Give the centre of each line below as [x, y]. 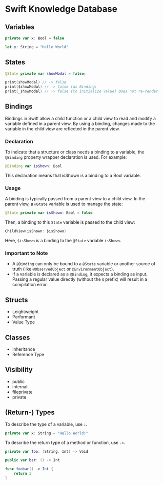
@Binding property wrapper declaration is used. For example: [66, 157]
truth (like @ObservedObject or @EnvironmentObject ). [63, 269]
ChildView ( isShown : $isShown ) [36, 231]
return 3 [23, 474]
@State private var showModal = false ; [46, 74]
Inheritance [24, 349]
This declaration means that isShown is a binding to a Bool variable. [73, 176]
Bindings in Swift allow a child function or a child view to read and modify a [81, 118]
